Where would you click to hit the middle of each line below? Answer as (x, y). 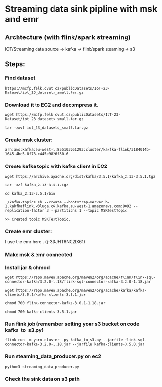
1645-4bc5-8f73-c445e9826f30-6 (37, 154)
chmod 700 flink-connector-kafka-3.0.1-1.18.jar (55, 303)
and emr (22, 19)
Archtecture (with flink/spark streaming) (68, 37)
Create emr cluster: (28, 231)
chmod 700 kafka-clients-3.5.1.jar (41, 312)
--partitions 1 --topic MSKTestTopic (89, 210)
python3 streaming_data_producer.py (42, 367)
